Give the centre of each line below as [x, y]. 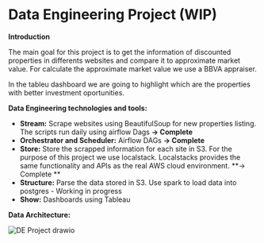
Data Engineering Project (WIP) [113, 15]
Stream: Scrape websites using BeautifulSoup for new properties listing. [138, 123]
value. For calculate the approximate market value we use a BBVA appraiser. [133, 68]
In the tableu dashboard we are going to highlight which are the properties [130, 84]
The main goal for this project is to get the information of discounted [120, 52]
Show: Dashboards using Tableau [75, 199]
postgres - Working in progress [71, 191]
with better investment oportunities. [67, 92]
